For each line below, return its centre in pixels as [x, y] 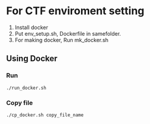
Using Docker [32, 58]
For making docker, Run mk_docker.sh [62, 40]
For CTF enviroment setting [75, 11]
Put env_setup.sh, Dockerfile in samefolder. [68, 33]
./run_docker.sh [26, 88]
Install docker [32, 27]
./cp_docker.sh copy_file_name [45, 115]
